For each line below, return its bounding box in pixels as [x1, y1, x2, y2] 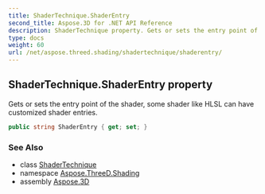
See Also [8, 142, 44, 153]
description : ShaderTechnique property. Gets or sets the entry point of [8, 26, 259, 34]
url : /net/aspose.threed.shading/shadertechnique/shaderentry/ [8, 48, 223, 56]
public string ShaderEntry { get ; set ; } [8, 122, 148, 131]
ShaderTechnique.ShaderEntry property [8, 78, 213, 91]
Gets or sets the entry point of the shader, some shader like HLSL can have [8, 99, 255, 108]
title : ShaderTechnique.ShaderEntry [8, 11, 130, 20]
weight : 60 [8, 41, 45, 49]
